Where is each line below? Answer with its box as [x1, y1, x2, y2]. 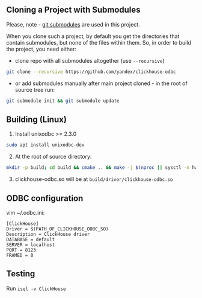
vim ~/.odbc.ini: [6, 209, 45, 216]
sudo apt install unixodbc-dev [6, 142, 85, 148]
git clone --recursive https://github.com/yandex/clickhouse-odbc [6, 69, 176, 75]
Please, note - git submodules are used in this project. [6, 21, 140, 28]
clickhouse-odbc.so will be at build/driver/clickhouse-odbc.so [14, 176, 173, 183]
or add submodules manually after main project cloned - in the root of [14, 80, 188, 87]
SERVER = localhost [6, 241, 55, 248]
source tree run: [14, 86, 55, 93]
